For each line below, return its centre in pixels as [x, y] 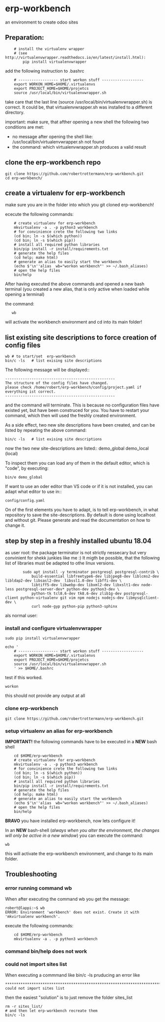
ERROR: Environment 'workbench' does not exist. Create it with [72, 912]
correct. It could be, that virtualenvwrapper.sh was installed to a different [79, 107]
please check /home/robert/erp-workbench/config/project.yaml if [73, 388]
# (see [21, 53]
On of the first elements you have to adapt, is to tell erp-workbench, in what [82, 510]
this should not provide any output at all [45, 696]
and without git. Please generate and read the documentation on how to [78, 520]
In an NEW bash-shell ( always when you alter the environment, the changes [82, 830]
